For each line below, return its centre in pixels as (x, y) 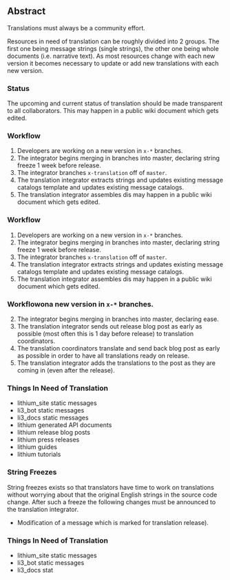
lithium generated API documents (64, 425)
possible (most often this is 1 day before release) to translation (105, 334)
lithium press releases (48, 439)
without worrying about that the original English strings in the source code (112, 495)
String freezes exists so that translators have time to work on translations (111, 487)
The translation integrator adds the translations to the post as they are (116, 363)
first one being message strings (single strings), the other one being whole (113, 48)
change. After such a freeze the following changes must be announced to (112, 501)
